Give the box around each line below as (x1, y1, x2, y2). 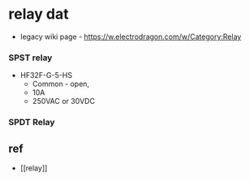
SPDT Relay (8, 117, 55, 128)
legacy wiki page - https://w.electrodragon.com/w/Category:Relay (19, 32, 242, 41)
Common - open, (32, 79, 90, 89)
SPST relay (8, 52, 53, 63)
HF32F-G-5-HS (19, 71, 73, 80)
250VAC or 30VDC (32, 97, 96, 106)
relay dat (8, 5, 69, 24)
